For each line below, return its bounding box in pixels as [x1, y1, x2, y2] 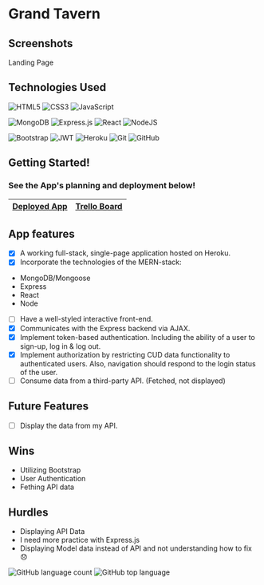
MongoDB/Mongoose [19, 273, 91, 283]
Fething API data [19, 482, 74, 492]
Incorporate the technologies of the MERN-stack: [19, 257, 182, 267]
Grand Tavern [8, 5, 101, 23]
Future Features [8, 400, 89, 413]
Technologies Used [8, 81, 106, 94]
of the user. [19, 367, 58, 377]
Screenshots [8, 37, 73, 50]
